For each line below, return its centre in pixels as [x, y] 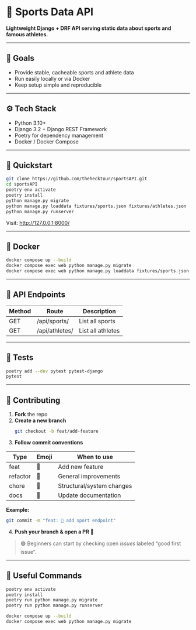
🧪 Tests [20, 357]
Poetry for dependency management [59, 135]
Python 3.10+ [30, 123]
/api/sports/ [53, 321]
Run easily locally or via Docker [52, 78]
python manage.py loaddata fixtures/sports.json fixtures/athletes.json [96, 206]
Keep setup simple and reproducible [58, 85]
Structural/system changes [95, 486]
